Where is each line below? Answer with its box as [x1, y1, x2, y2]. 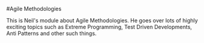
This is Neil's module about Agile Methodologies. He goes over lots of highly [6, 17, 198, 24]
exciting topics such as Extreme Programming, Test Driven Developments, [6, 24, 192, 30]
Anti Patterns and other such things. [6, 30, 97, 37]
